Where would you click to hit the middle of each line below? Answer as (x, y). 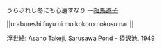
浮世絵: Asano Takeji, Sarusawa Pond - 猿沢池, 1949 (81, 38)
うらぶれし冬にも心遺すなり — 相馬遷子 (62, 10)
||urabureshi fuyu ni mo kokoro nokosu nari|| (70, 24)
